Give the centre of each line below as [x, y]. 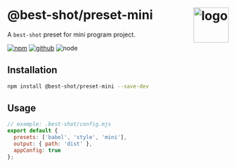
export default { [33, 131]
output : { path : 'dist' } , [53, 144]
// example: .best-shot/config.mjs [59, 124]
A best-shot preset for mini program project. [71, 34]
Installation [32, 70]
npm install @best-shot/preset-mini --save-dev [78, 86]
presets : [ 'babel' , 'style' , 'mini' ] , [71, 138]
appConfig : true [37, 150]
